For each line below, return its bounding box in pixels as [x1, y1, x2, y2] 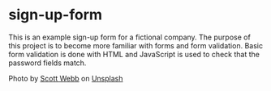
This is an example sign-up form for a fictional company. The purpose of [8, 32, 252, 42]
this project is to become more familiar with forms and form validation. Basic [8, 40, 264, 50]
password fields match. [8, 58, 87, 68]
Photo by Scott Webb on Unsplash [8, 73, 123, 83]
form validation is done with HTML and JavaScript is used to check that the [8, 49, 260, 59]
